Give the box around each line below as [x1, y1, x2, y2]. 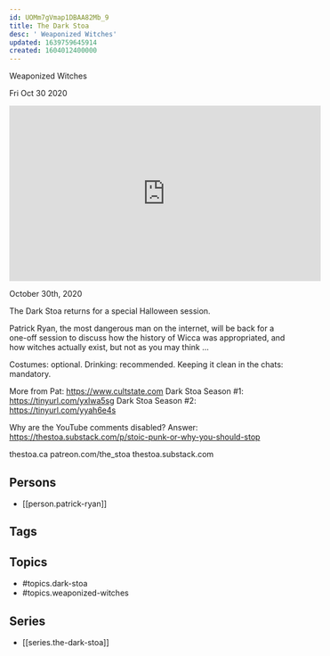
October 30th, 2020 [9, 289, 83, 299]
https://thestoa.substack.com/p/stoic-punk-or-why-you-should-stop [9, 431, 261, 442]
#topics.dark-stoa [21, 578, 88, 589]
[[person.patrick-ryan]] [21, 498, 108, 509]
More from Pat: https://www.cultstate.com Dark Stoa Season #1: [9, 386, 245, 397]
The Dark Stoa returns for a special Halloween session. [9, 306, 211, 316]
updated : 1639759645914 [9, 37, 98, 47]
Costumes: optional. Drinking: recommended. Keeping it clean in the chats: [9, 359, 284, 370]
